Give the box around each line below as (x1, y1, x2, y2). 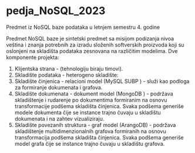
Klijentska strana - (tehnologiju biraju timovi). (14, 65, 123, 72)
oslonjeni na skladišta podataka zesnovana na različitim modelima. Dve (6, 47, 178, 54)
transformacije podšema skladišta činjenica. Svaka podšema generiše (14, 102, 184, 109)
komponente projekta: (6, 54, 60, 61)
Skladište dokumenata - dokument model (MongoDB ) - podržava (14, 90, 173, 97)
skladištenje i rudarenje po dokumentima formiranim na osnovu (14, 96, 167, 104)
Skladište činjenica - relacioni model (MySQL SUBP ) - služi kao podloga (14, 78, 190, 85)
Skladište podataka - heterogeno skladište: (14, 71, 119, 78)
